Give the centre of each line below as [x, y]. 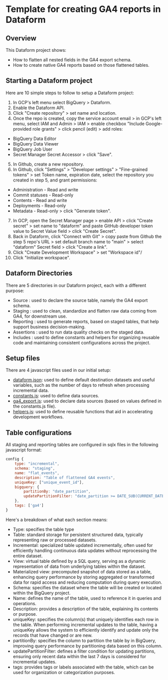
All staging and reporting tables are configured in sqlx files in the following [82, 445]
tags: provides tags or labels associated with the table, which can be [83, 667]
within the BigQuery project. [42, 593]
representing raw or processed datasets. [55, 540]
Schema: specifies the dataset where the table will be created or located [87, 587]
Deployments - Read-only [39, 205]
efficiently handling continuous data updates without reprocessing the [85, 550]
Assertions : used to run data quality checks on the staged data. [79, 332]
